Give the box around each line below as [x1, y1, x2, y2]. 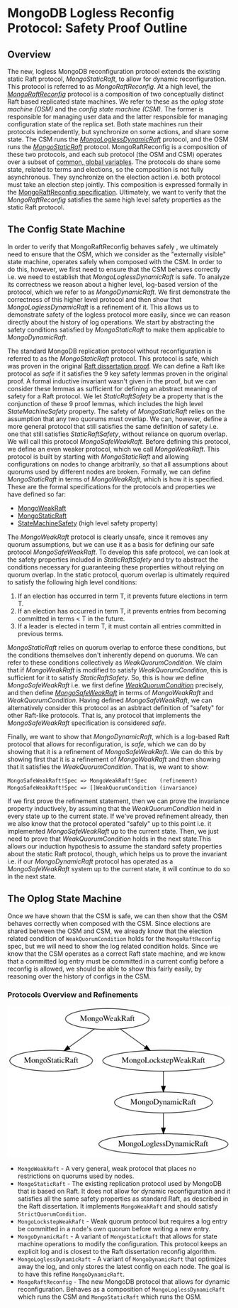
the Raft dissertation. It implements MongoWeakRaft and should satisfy [17, 1202, 218, 1211]
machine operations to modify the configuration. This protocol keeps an [17, 1240, 227, 1248]
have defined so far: [7, 490, 66, 498]
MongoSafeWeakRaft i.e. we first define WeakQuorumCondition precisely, [7, 680, 225, 690]
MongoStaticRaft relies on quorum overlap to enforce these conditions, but [7, 643, 227, 651]
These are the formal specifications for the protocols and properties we [7, 482, 216, 491]
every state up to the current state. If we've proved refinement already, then [7, 812, 229, 820]
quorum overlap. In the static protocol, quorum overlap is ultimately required [7, 570, 230, 579]
